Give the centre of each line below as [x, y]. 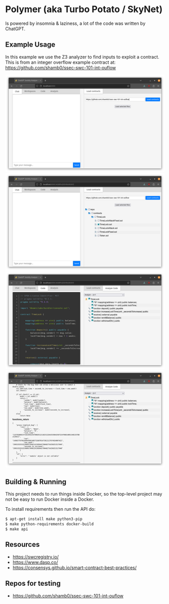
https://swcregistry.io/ [36, 557]
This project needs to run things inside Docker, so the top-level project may [84, 494]
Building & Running [36, 482]
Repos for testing [33, 583]
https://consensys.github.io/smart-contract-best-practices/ [75, 568]
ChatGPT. [15, 28]
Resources [23, 545]
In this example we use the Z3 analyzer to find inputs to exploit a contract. [82, 57]
